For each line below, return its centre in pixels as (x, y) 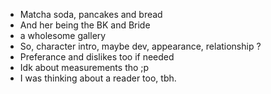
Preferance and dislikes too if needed (97, 57)
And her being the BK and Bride (85, 25)
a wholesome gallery (63, 35)
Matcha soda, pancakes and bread (91, 14)
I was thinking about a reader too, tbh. (98, 78)
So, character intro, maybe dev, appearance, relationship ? (140, 46)
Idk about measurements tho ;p (84, 67)
